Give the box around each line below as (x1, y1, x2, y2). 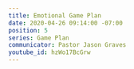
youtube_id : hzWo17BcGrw (8, 48, 91, 56)
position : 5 (8, 26, 48, 34)
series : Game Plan (8, 33, 69, 42)
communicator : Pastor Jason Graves (8, 41, 127, 49)
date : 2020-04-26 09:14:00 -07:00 (8, 19, 124, 27)
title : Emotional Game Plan (8, 11, 102, 20)
